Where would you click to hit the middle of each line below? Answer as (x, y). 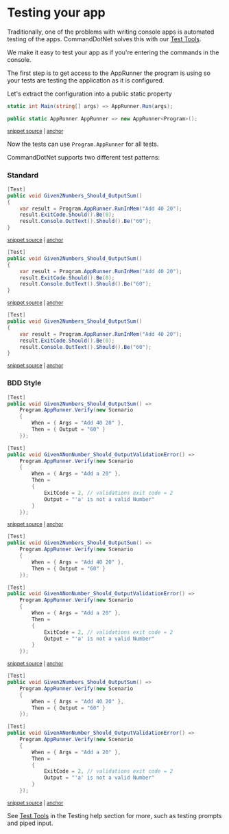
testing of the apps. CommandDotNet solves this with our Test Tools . (104, 39)
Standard (23, 175)
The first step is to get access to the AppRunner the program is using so (109, 73)
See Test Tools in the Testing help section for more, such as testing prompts (114, 815)
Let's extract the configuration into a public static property (90, 94)
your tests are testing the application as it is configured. (86, 80)
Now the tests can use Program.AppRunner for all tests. (83, 144)
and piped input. (30, 823)
